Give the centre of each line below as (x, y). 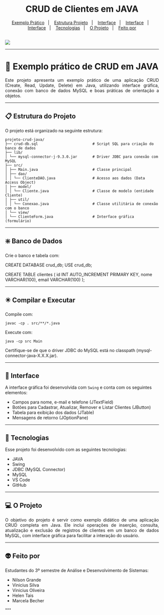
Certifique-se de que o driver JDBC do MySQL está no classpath (70, 351)
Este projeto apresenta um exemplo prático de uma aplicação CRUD (82, 80)
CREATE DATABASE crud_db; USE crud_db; (49, 265)
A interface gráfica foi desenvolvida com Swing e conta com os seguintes (79, 387)
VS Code (21, 480)
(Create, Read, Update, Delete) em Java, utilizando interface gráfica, (82, 85)
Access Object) (20, 182)
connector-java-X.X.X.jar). (31, 355)
